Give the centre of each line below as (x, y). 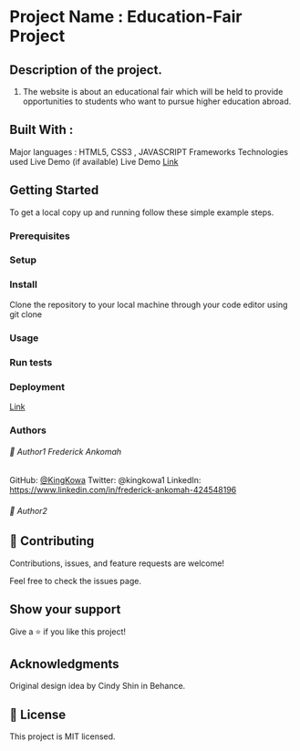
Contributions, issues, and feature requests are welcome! (117, 563)
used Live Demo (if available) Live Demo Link (94, 161)
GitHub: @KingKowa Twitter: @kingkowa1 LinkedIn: (105, 480)
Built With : (41, 130)
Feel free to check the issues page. (75, 581)
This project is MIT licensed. (62, 736)
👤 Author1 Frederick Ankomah (66, 452)
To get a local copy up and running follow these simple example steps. (142, 212)
